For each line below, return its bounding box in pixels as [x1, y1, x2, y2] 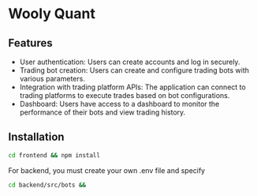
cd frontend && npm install [8, 151, 101, 159]
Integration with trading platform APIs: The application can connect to [19, 82, 246, 92]
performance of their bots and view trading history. [19, 107, 186, 117]
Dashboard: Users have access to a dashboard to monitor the [19, 100, 220, 108]
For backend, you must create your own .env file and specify [8, 165, 206, 175]
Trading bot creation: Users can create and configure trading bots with [19, 66, 250, 75]
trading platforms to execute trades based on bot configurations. [19, 91, 230, 100]
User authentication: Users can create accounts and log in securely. [19, 57, 240, 66]
